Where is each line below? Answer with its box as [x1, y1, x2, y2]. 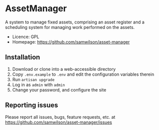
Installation [5, 53, 40, 62]
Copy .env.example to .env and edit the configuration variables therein [12, 71, 155, 77]
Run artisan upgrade [12, 76, 55, 82]
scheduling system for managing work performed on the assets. [5, 24, 135, 30]
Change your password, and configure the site [12, 87, 106, 93]
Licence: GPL [12, 34, 39, 40]
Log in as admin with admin [12, 82, 65, 87]
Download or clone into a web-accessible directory [12, 66, 116, 72]
